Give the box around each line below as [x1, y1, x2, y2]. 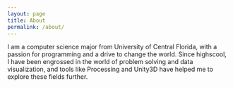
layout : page [7, 10, 46, 18]
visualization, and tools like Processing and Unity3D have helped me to [7, 65, 214, 74]
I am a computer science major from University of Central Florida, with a [7, 43, 217, 51]
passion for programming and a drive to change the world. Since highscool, [7, 50, 227, 58]
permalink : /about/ [7, 23, 65, 30]
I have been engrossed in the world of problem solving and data [7, 58, 193, 66]
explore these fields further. [7, 73, 88, 81]
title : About [7, 17, 46, 24]
